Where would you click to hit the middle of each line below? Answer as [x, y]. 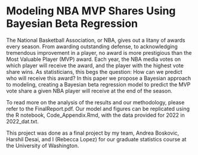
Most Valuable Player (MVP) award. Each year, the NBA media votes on [94, 59]
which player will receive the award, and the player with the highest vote [95, 65]
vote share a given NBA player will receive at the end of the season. [89, 91]
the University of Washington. [43, 145]
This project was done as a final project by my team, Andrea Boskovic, [93, 133]
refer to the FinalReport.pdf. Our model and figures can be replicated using [98, 108]
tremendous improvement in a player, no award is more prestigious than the [99, 52]
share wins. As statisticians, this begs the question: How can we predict [95, 72]
